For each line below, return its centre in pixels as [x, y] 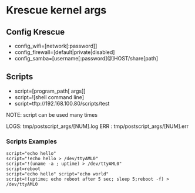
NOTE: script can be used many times [52, 114]
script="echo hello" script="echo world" [58, 174]
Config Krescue [36, 32]
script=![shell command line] [49, 97]
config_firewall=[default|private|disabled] [65, 52]
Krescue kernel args [56, 10]
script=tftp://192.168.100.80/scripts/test [62, 103]
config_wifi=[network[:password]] [56, 46]
